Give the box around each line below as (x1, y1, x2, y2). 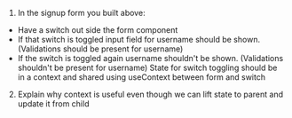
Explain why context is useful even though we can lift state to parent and (17, 89, 284, 99)
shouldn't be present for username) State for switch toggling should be (17, 62, 278, 73)
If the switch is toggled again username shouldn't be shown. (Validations (17, 53, 284, 63)
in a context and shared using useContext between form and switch (17, 72, 266, 83)
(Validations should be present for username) (17, 43, 184, 54)
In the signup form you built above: (17, 8, 146, 18)
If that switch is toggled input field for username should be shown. (17, 35, 260, 44)
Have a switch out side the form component (17, 25, 178, 35)
